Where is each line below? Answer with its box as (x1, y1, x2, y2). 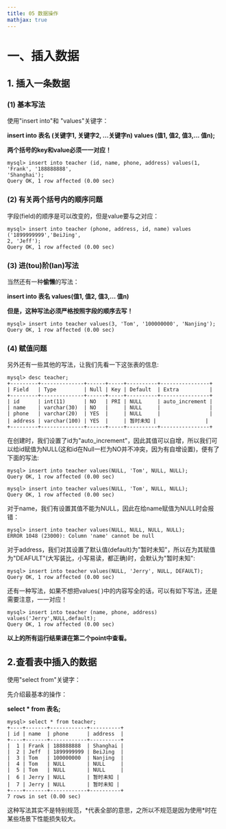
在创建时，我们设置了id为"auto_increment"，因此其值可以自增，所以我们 (7, 437, 212, 445)
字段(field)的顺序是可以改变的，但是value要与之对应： (7, 212, 160, 220)
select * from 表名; (7, 705, 61, 713)
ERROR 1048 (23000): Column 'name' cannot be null (7, 533, 155, 540)
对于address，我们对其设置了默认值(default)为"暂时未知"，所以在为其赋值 (7, 545, 216, 554)
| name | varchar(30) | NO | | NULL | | (7, 405, 213, 411)
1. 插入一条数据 (7, 78, 71, 89)
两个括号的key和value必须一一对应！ (7, 146, 112, 155)
